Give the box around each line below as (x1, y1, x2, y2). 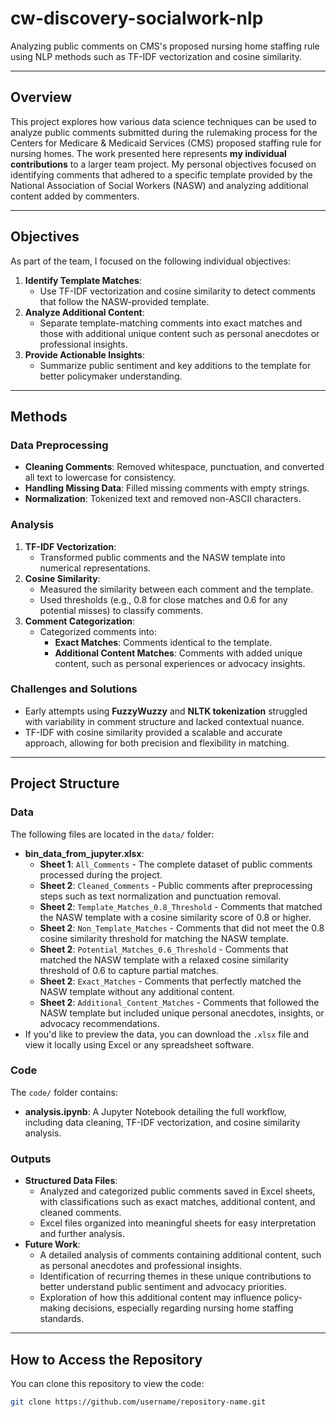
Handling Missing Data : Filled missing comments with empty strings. (24, 482, 310, 494)
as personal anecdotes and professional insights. (39, 1260, 243, 1272)
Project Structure (10, 775, 120, 792)
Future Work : (24, 1238, 81, 1251)
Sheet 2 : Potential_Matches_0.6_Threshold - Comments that (39, 943, 289, 955)
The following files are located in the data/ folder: (10, 828, 215, 840)
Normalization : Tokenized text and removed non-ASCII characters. (24, 493, 302, 505)
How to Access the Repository (10, 1351, 203, 1368)
